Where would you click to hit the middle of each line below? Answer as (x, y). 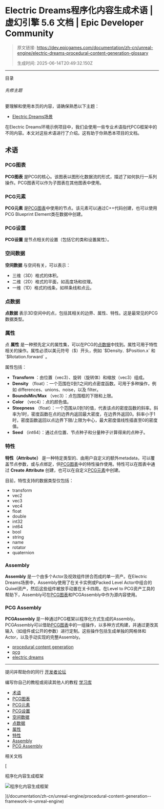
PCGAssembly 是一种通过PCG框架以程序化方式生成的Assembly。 (72, 619)
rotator (19, 547)
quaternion (23, 552)
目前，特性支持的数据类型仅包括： (39, 480)
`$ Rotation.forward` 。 (27, 357)
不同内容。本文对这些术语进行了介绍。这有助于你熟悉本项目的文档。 (73, 133)
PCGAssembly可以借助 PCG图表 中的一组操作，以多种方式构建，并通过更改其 (82, 625)
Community (30, 33)
